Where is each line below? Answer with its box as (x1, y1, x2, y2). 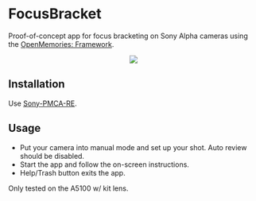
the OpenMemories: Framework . (8, 39, 114, 48)
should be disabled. (19, 151, 85, 160)
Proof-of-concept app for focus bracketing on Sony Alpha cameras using (8, 31, 248, 41)
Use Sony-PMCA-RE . (8, 99, 77, 108)
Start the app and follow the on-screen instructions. (19, 160, 189, 169)
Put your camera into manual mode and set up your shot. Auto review (19, 142, 247, 152)
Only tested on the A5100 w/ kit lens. (8, 184, 129, 193)
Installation (8, 77, 65, 91)
